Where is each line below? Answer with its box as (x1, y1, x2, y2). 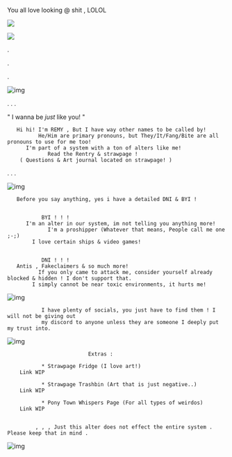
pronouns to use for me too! (7, 138, 92, 145)
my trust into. (7, 325, 51, 332)
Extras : (88, 351, 113, 358)
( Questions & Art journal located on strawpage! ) (19, 157, 172, 163)
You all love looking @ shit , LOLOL (7, 6, 107, 14)
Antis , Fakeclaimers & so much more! (16, 263, 129, 270)
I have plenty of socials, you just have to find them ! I (41, 307, 216, 314)
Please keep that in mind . (7, 430, 89, 437)
